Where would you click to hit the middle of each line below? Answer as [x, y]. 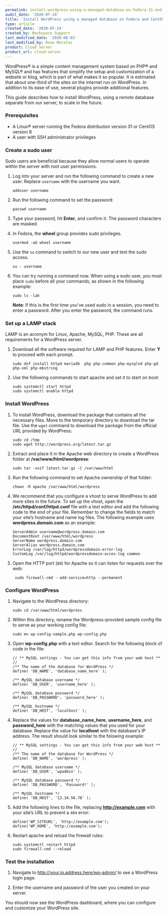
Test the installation [30, 861]
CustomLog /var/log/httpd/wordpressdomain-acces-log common [76, 554]
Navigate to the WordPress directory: [50, 601]
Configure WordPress [32, 590]
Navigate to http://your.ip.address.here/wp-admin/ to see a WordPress [85, 873]
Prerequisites [22, 115]
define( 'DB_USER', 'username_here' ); [54, 684]
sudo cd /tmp [26, 440]
